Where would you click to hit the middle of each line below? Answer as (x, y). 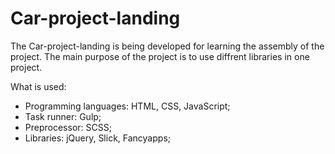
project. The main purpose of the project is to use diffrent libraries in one (160, 56)
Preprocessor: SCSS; (68, 127)
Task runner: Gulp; (63, 116)
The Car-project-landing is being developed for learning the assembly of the (167, 46)
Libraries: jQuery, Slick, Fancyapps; (97, 138)
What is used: (38, 86)
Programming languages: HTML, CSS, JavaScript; (127, 106)
